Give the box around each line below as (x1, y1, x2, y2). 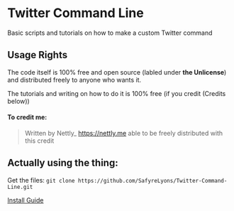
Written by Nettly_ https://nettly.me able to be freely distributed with (24, 129, 223, 137)
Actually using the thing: (7, 157, 118, 169)
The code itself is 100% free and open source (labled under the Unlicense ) (7, 67, 227, 76)
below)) (7, 97, 30, 105)
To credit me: (7, 113, 48, 121)
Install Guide (7, 195, 44, 204)
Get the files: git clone (7, 175, 76, 184)
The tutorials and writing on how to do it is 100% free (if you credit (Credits (7, 89, 226, 97)
